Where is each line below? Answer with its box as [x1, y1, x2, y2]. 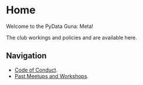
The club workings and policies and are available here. [6, 34, 137, 41]
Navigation [6, 51, 47, 61]
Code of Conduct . [14, 66, 58, 73]
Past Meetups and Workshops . [14, 72, 89, 79]
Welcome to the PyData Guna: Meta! [6, 23, 93, 30]
